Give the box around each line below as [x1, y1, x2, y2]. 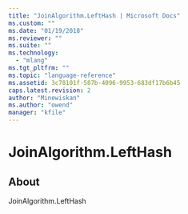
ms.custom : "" [8, 19, 56, 27]
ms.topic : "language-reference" [8, 71, 116, 79]
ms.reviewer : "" [8, 34, 62, 42]
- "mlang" [15, 57, 48, 65]
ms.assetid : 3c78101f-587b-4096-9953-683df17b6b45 [8, 79, 181, 87]
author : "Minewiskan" [8, 94, 81, 102]
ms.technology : [8, 49, 59, 57]
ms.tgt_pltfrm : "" [8, 64, 70, 72]
